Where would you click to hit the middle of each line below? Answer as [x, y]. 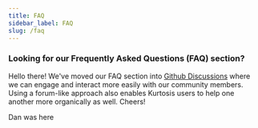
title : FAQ [26, 16]
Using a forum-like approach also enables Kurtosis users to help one [121, 93]
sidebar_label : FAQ [41, 23]
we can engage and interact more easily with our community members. [126, 84]
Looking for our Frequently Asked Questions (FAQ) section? [127, 58]
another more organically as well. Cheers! [77, 102]
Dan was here [31, 117]
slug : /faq [26, 30]
